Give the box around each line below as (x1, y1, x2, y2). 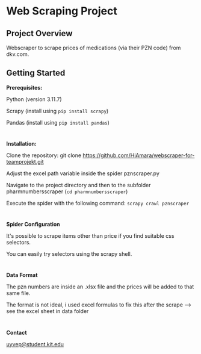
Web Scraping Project (6, 4, 117, 18)
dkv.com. (6, 51, 29, 58)
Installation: (6, 140, 37, 147)
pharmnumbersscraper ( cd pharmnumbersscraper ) (6, 188, 128, 195)
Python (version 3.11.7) (6, 95, 62, 103)
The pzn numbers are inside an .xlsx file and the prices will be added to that (6, 283, 194, 290)
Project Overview (6, 28, 73, 39)
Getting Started (6, 68, 66, 78)
